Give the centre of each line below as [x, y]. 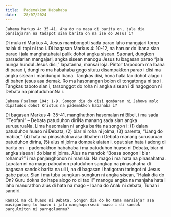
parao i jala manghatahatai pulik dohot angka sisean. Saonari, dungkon [80, 54]
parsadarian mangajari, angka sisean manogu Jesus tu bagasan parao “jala [84, 59]
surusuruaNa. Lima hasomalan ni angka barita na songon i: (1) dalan [77, 126]
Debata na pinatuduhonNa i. [35, 91]
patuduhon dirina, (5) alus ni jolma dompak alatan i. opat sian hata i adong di [86, 142]
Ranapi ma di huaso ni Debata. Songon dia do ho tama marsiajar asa [80, 200]
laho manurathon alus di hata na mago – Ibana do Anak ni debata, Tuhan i [82, 185]
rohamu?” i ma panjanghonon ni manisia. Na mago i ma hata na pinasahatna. [86, 158]
